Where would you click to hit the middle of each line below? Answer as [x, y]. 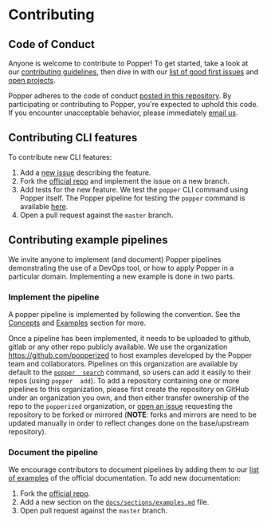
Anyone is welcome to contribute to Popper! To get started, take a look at [128, 63]
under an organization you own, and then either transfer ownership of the [129, 398]
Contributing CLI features [73, 138]
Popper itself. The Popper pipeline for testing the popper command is [132, 198]
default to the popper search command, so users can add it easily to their [130, 372]
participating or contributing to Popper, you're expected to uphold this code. [133, 104]
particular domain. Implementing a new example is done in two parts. [122, 276]
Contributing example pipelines [88, 240]
